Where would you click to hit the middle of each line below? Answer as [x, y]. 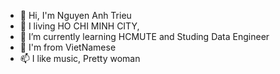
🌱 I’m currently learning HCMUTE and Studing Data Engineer [144, 36]
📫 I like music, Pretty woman [80, 58]
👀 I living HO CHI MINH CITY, [79, 26]
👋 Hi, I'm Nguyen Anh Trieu [75, 15]
